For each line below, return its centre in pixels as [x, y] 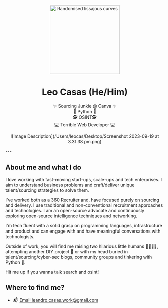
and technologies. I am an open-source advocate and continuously [75, 210]
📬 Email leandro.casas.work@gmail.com [55, 300]
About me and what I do [43, 167]
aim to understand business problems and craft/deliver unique [70, 185]
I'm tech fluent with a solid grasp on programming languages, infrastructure [84, 225]
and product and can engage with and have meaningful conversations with [83, 231]
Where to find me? [35, 288]
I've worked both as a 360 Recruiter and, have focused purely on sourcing [82, 200]
